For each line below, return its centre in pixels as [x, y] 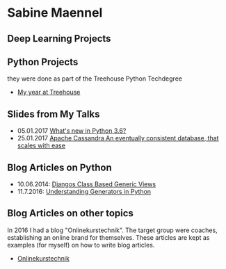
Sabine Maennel [55, 13]
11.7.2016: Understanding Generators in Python [84, 192]
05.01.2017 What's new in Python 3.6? [72, 131]
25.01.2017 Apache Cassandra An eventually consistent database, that [118, 138]
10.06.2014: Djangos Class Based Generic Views [87, 184]
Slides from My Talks [54, 114]
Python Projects [43, 62]
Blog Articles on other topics [71, 213]
